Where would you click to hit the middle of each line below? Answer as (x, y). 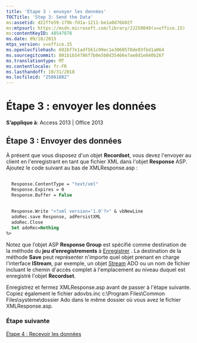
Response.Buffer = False (42, 195)
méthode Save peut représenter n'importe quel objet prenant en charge (93, 257)
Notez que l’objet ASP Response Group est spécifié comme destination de (96, 244)
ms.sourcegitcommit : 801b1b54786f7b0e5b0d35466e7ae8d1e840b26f (85, 55)
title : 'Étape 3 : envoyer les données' (56, 11)
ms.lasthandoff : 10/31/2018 (41, 72)
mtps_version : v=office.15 (39, 45)
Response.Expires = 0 (38, 189)
